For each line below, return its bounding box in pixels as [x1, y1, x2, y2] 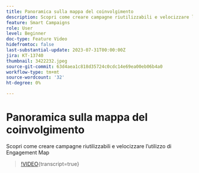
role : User [6, 25, 33, 31]
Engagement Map [6, 149, 50, 156]
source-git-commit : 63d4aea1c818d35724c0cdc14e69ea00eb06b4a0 [6, 63, 163, 70]
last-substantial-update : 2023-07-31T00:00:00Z [6, 47, 126, 53]
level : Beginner [6, 31, 46, 37]
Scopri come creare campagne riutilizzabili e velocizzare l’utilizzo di [6, 142, 172, 149]
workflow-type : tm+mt [6, 69, 60, 75]
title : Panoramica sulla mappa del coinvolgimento [6, 8, 134, 15]
